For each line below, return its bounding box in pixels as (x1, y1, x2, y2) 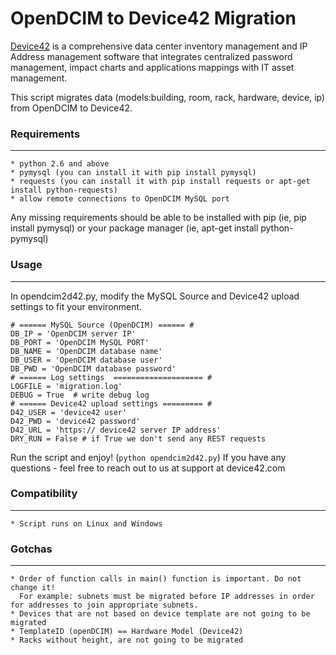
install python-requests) (10, 185, 118, 196)
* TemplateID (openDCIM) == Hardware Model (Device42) (10, 627, 244, 637)
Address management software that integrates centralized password (10, 50, 293, 62)
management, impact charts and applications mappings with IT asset (10, 61, 295, 73)
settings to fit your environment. (10, 300, 143, 312)
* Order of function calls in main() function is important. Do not (10, 574, 302, 584)
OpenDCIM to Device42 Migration (10, 7, 297, 30)
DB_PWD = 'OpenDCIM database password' (10, 363, 177, 374)
